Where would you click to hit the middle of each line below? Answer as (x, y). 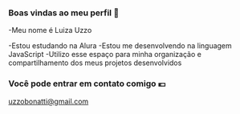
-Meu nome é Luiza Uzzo (50, 31)
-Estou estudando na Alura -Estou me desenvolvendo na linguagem (120, 46)
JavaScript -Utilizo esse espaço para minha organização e (105, 55)
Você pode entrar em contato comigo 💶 (87, 83)
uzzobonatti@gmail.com (49, 101)
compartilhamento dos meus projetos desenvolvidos (95, 63)
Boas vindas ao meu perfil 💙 (64, 13)
